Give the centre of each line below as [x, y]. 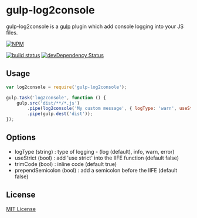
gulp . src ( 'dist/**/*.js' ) [48, 103]
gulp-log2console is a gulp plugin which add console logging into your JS [95, 26]
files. [12, 32]
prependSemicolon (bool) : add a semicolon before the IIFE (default [96, 170]
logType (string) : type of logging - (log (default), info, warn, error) [94, 151]
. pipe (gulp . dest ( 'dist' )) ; [60, 114]
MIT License [21, 209]
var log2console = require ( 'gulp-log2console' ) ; [67, 87]
